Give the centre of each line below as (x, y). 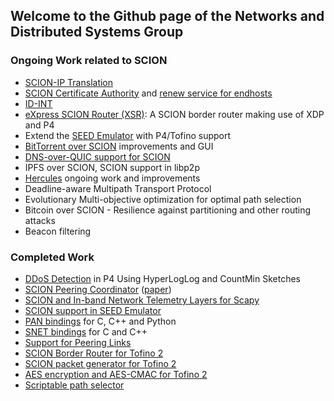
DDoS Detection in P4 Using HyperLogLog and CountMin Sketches (163, 278)
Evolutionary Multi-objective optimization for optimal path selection (163, 199)
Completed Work (52, 257)
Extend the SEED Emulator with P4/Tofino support (128, 135)
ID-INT (38, 103)
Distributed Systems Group (97, 32)
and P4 (39, 125)
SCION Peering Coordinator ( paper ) (98, 289)
